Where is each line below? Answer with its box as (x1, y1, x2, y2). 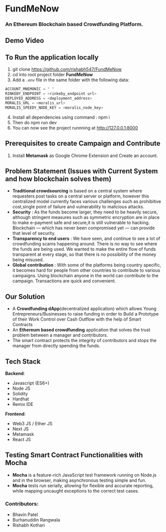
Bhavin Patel (12, 512, 38, 518)
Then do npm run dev (12, 119, 57, 125)
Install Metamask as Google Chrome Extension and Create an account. (12, 153, 158, 159)
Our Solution (5, 292, 45, 301)
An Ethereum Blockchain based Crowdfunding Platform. (5, 21, 143, 28)
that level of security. (12, 230, 56, 236)
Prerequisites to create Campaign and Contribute (5, 139, 161, 148)
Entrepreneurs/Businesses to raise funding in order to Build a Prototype (12, 311, 159, 317)
